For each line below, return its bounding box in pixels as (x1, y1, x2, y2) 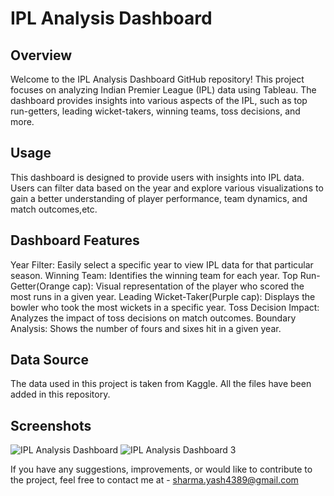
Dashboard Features (10, 232, 140, 249)
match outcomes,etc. (10, 203, 98, 215)
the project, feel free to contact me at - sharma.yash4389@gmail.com (10, 474, 299, 486)
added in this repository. (10, 388, 111, 401)
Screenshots (10, 417, 92, 434)
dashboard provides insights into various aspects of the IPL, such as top (10, 95, 308, 106)
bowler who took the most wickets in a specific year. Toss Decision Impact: (10, 301, 320, 313)
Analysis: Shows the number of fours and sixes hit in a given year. (10, 322, 282, 334)
